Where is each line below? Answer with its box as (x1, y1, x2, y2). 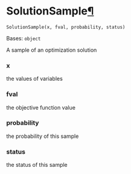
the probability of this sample (6, 132, 79, 140)
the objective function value (6, 104, 75, 111)
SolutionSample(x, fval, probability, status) (6, 24, 126, 30)
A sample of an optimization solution (6, 46, 97, 54)
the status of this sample (6, 161, 68, 169)
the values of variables (6, 75, 63, 82)
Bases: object (6, 34, 41, 42)
